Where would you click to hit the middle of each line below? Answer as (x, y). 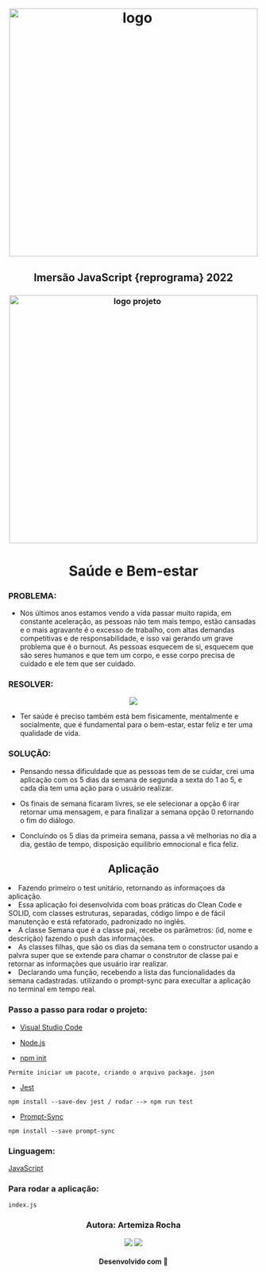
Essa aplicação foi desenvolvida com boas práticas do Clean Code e (130, 905)
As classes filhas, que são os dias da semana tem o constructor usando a (139, 947)
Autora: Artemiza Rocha (133, 1225)
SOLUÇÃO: (30, 754)
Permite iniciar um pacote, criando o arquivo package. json (112, 1072)
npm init (33, 1058)
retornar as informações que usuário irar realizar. (88, 964)
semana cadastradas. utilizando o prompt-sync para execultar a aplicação (130, 981)
